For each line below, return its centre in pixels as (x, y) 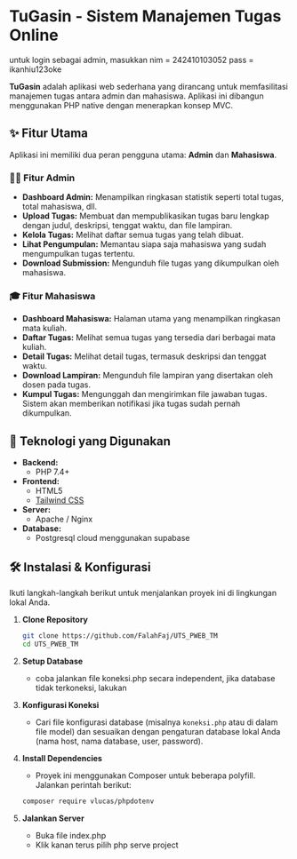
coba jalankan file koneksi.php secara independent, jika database (155, 678)
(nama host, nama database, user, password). (119, 741)
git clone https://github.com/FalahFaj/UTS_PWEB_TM (120, 636)
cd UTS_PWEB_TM (50, 644)
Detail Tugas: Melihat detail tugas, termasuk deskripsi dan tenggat (144, 356)
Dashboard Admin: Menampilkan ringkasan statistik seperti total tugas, (153, 197)
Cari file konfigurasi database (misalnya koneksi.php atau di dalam (157, 722)
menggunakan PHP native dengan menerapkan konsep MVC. (121, 105)
